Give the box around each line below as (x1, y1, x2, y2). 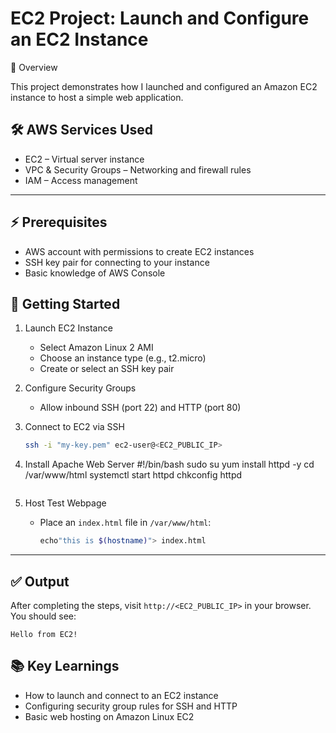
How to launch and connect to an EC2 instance (24, 689, 219, 701)
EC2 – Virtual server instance (24, 153, 145, 165)
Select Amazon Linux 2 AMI (39, 342, 154, 354)
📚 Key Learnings (10, 658, 120, 675)
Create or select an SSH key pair (39, 363, 175, 375)
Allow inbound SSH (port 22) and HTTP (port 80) (39, 402, 242, 414)
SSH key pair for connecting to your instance (24, 256, 210, 268)
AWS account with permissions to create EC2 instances (24, 245, 255, 257)
